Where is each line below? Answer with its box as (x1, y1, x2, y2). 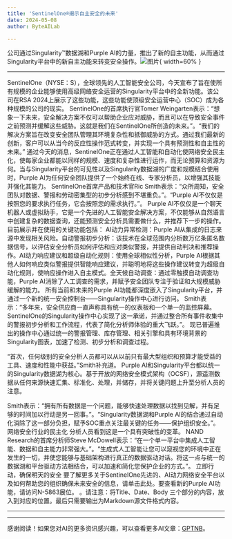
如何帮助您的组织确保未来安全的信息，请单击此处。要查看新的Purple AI (12, 480, 215, 488)
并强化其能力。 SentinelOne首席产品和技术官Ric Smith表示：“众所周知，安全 (7, 182, 224, 191)
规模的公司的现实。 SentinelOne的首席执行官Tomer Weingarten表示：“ (12, 104, 214, 113)
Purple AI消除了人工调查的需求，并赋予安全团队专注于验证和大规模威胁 (19, 277, 221, 285)
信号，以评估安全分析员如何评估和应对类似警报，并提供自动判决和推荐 (12, 243, 213, 251)
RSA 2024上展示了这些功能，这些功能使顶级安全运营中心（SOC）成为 (19, 96, 219, 104)
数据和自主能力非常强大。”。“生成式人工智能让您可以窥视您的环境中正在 (19, 445, 222, 453)
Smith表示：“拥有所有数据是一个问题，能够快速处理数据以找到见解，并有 (7, 401, 214, 410)
